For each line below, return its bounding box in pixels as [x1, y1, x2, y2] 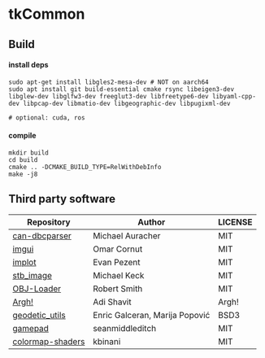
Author [137, 216, 166, 228]
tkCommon [8, 5, 85, 24]
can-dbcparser [12, 229, 72, 241]
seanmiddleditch [93, 322, 157, 334]
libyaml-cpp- [211, 92, 256, 100]
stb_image [12, 269, 53, 281]
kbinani [93, 335, 121, 347]
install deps [8, 60, 49, 70]
